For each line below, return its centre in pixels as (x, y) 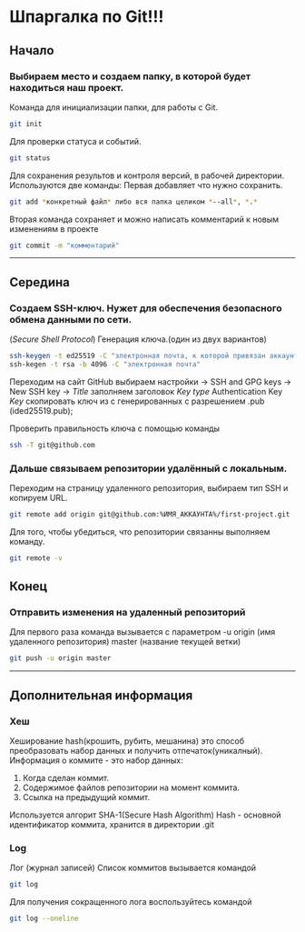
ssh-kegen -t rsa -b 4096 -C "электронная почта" (105, 364)
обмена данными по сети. (71, 319)
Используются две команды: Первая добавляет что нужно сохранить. (146, 185)
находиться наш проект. (67, 87)
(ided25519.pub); (41, 410)
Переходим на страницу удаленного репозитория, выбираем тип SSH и (149, 487)
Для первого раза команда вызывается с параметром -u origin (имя (143, 632)
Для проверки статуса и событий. (76, 141)
